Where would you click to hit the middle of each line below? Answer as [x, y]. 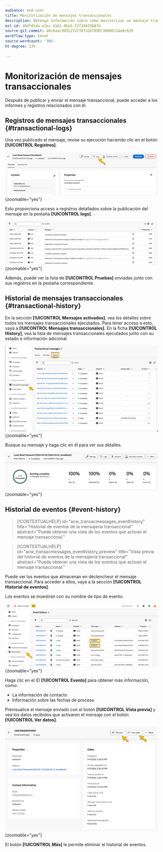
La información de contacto [40, 694]
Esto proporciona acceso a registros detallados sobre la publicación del [77, 209]
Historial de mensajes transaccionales [64, 298]
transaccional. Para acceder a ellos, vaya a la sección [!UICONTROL [73, 582]
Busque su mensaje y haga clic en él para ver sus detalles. [64, 445]
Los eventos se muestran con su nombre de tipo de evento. [65, 596]
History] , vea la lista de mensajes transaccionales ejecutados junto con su [80, 333]
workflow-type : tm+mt [27, 36]
